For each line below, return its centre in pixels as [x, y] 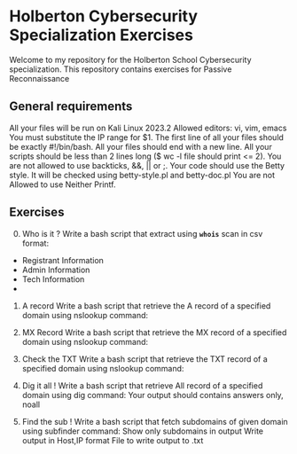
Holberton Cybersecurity [103, 16]
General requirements [71, 107]
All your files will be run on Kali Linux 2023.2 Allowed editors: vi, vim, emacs [148, 128]
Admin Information [56, 270]
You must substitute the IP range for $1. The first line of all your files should [146, 137]
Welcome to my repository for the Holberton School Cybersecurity [130, 59]
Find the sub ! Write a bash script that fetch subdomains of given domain [155, 421]
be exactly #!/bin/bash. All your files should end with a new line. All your [141, 146]
